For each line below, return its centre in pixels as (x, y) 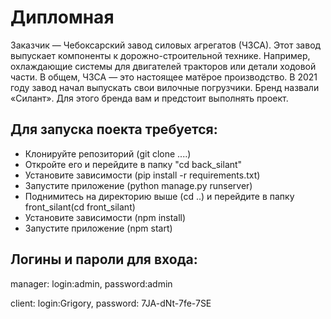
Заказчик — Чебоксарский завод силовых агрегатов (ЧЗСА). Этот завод (166, 45)
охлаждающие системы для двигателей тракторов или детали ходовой (163, 66)
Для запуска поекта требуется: (114, 129)
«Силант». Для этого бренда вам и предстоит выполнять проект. (149, 98)
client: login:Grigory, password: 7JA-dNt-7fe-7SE (111, 303)
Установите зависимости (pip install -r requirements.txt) (142, 175)
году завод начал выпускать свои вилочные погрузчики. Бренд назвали (165, 87)
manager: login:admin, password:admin (91, 283)
